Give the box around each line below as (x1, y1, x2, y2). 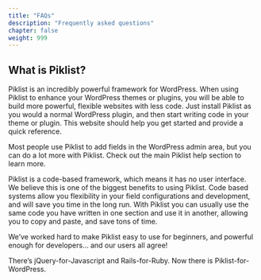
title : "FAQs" (8, 11, 56, 20)
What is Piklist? (8, 63, 86, 76)
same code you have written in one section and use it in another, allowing (8, 208, 248, 218)
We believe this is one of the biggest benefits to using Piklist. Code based (8, 183, 248, 192)
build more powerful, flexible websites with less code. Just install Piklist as (8, 101, 251, 111)
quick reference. (8, 126, 62, 136)
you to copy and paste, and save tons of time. (8, 216, 158, 227)
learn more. (8, 159, 46, 169)
